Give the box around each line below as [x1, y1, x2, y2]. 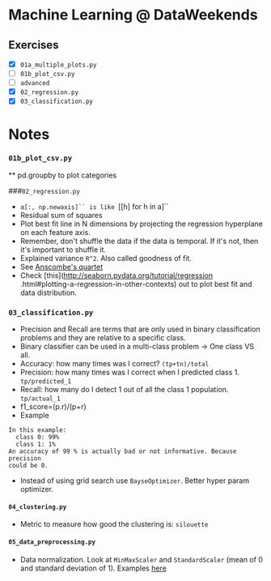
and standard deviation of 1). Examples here [19, 563, 167, 573]
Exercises [8, 38, 59, 52]
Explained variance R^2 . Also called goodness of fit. [19, 253, 193, 263]
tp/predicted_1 [19, 378, 72, 386]
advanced [19, 79, 50, 88]
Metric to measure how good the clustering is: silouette [19, 519, 209, 529]
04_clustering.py [8, 502, 67, 511]
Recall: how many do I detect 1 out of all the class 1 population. [19, 385, 229, 395]
